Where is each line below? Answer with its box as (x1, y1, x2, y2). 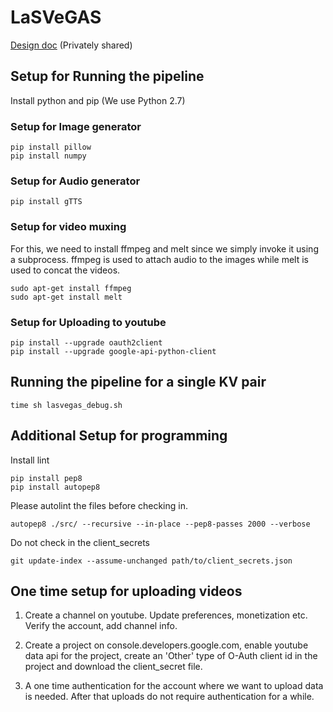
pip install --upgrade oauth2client (10, 337, 163, 348)
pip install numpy (10, 151, 87, 161)
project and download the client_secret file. (24, 661, 203, 673)
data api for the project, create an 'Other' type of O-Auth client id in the (24, 650, 318, 662)
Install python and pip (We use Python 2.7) (10, 94, 186, 106)
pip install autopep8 (10, 482, 101, 492)
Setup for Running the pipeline (10, 68, 205, 85)
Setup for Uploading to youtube (10, 315, 167, 329)
